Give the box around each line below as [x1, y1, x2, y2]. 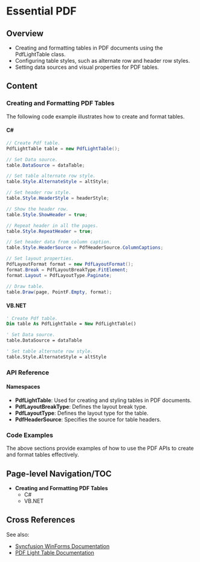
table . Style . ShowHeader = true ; [6, 211, 88, 218]
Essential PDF [6, 4, 77, 18]
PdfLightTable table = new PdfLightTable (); [6, 145, 120, 152]
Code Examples [6, 430, 53, 439]
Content [6, 81, 38, 91]
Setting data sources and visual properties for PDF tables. [15, 63, 159, 71]
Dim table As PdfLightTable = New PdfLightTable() [6, 321, 137, 327]
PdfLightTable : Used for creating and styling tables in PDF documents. [15, 397, 192, 404]
